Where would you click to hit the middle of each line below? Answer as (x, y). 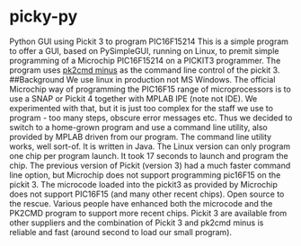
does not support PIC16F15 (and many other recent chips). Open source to (147, 194)
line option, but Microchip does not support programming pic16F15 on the (145, 175)
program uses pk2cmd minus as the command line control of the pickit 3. (145, 70)
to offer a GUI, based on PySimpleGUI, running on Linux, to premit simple (144, 50)
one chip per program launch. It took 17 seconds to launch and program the (149, 155)
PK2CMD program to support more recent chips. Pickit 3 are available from (148, 213)
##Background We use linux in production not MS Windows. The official (142, 79)
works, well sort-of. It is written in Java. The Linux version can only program (150, 146)
